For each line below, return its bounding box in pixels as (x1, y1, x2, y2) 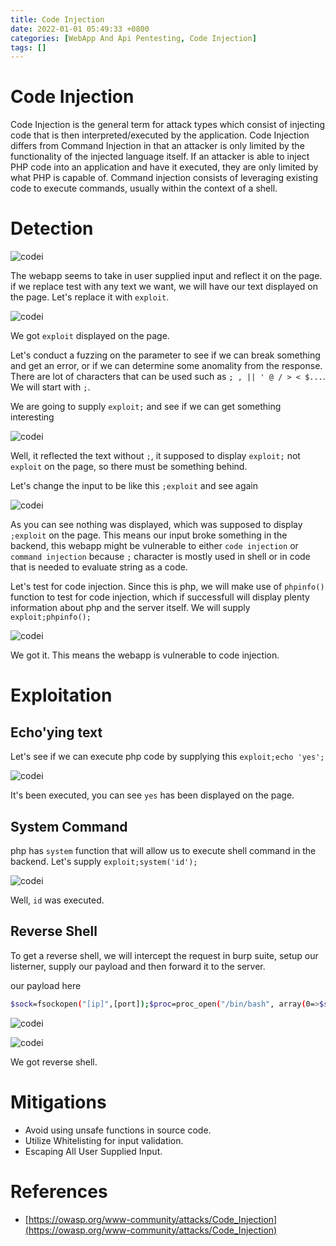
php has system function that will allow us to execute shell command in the (10, 844, 317, 856)
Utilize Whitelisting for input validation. (24, 1134, 184, 1146)
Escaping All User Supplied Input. (24, 1145, 163, 1157)
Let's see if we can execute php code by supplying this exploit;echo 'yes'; (10, 751, 325, 763)
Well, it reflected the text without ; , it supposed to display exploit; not (10, 450, 301, 462)
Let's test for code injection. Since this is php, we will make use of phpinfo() (10, 581, 325, 593)
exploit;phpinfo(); (10, 612, 92, 623)
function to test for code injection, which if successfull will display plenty (10, 591, 310, 603)
